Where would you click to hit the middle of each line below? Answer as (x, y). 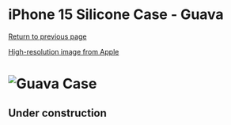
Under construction (57, 113)
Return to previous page (47, 36)
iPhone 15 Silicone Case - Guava (116, 15)
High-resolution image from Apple (64, 51)
